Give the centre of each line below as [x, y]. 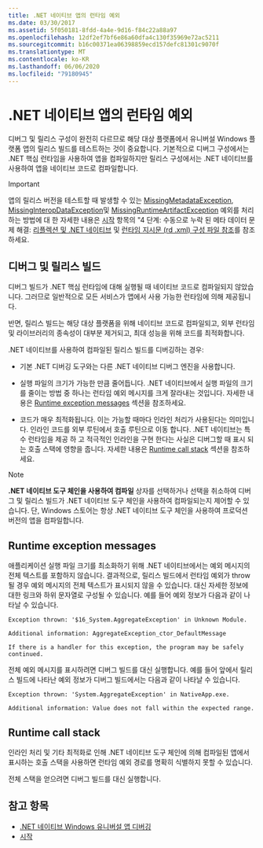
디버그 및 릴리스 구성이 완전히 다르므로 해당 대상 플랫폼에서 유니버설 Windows [128, 138]
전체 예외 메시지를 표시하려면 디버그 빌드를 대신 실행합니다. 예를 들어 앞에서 [123, 670]
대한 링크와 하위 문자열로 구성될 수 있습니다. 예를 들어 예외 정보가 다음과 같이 [125, 595]
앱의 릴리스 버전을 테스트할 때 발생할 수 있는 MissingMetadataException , [121, 200]
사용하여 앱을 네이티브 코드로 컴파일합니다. [73, 168]
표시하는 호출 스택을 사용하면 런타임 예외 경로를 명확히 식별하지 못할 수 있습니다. [131, 762]
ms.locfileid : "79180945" [50, 74]
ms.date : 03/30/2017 [42, 23]
